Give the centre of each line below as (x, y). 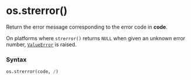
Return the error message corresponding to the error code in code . (87, 27)
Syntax (16, 60)
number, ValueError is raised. (41, 44)
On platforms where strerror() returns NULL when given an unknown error (96, 38)
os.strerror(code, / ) (32, 72)
